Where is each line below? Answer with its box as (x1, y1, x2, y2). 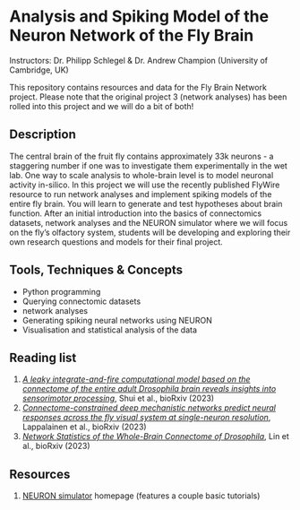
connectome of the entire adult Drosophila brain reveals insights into (21, 384, 277, 394)
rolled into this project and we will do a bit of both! (9, 100, 194, 111)
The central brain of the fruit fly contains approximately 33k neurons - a (9, 151, 274, 161)
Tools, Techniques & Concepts (9, 263, 184, 278)
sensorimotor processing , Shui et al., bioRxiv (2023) (21, 393, 215, 404)
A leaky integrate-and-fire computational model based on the (21, 374, 251, 385)
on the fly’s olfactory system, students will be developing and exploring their (9, 227, 291, 238)
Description (9, 127, 76, 143)
